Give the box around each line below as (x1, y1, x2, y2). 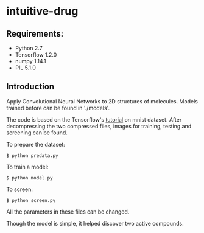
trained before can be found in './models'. (6, 104, 110, 111)
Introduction (6, 82, 55, 92)
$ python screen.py (6, 197, 56, 203)
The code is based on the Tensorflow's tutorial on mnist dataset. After (6, 116, 182, 123)
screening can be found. (6, 129, 68, 136)
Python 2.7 (15, 44, 43, 52)
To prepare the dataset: (6, 141, 65, 148)
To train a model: (6, 163, 49, 170)
